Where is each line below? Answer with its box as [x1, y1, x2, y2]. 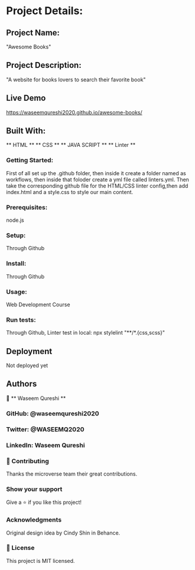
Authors [6, 379, 37, 389]
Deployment [6, 346, 53, 356]
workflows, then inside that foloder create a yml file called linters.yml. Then [6, 176, 189, 183]
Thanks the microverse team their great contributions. [6, 470, 138, 477]
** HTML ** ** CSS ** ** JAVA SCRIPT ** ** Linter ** [6, 142, 136, 149]
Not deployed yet [6, 362, 48, 369]
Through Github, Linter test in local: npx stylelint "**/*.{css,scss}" [6, 329, 165, 336]
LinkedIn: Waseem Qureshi [6, 441, 85, 449]
